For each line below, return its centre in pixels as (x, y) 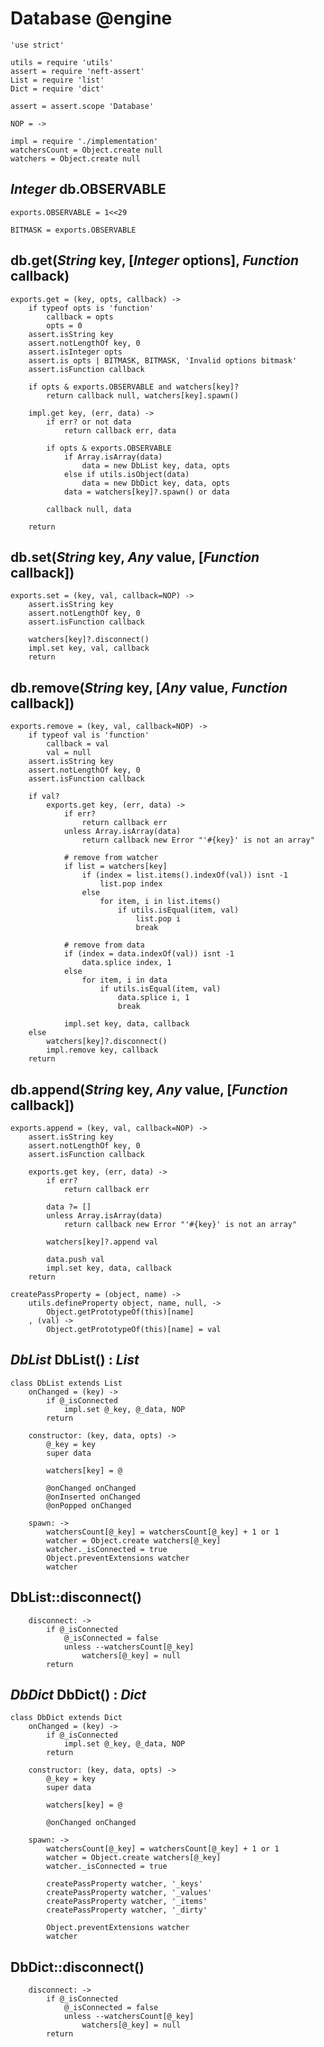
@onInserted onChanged (93, 1497)
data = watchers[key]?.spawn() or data (146, 492)
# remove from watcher (111, 858)
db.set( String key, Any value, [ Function (135, 557)
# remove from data (104, 945)
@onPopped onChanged (89, 1505)
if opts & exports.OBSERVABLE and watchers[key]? (134, 387)
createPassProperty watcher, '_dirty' (127, 1910)
